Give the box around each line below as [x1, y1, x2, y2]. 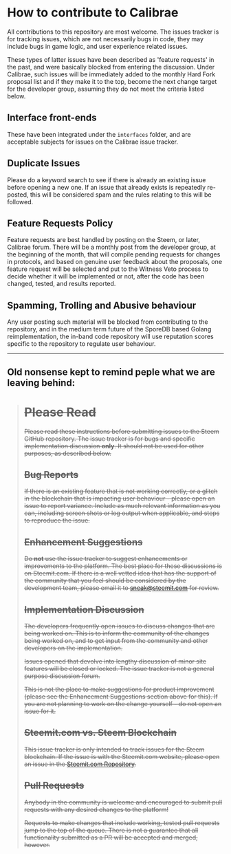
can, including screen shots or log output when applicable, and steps [23, 509, 220, 517]
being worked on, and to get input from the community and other [23, 636, 208, 644]
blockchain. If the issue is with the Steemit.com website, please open [23, 752, 220, 760]
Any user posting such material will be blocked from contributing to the [7, 318, 208, 326]
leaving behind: [7, 377, 76, 388]
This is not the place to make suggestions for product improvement [23, 685, 214, 693]
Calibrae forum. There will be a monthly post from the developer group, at [7, 243, 217, 252]
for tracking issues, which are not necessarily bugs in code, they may [7, 34, 204, 43]
